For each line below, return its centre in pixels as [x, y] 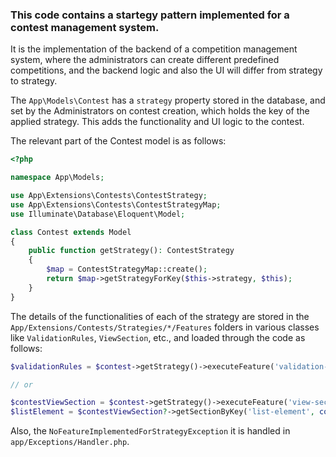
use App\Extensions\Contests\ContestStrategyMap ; [116, 204]
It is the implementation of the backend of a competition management [154, 49]
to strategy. [34, 81]
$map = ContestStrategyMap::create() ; [127, 269]
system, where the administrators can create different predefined [145, 60]
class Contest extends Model [71, 232]
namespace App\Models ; [57, 178]
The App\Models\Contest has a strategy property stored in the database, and [168, 100]
